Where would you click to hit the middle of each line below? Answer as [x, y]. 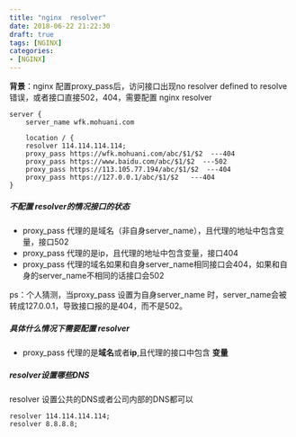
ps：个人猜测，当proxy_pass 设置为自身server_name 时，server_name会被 [148, 294]
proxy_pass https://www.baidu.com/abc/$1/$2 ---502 [126, 162]
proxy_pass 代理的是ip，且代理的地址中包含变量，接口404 [130, 253]
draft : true [31, 34]
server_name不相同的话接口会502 [101, 275]
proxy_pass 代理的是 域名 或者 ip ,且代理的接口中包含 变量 [125, 352]
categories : [31, 51]
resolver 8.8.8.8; [44, 424]
